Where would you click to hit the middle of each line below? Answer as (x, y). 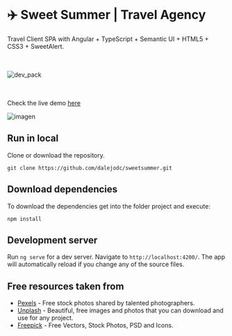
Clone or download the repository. (56, 155)
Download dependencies (63, 189)
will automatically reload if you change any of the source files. (96, 264)
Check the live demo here (44, 102)
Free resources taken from (66, 286)
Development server (52, 240)
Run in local (33, 138)
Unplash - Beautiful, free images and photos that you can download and (120, 311)
